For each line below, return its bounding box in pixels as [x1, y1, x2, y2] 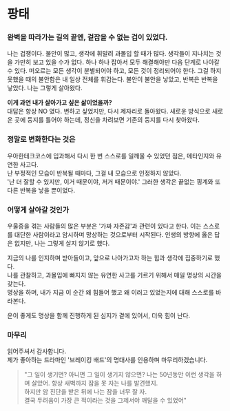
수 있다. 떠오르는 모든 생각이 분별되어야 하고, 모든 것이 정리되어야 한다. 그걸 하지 [7, 67, 222, 75]
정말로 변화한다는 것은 [7, 135, 76, 145]
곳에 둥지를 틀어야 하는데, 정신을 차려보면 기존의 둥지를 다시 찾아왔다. [14, 116, 200, 124]
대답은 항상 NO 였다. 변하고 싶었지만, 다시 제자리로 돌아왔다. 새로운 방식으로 [7, 107, 211, 116]
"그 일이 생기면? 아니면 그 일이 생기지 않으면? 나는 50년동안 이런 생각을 [23, 370, 215, 379]
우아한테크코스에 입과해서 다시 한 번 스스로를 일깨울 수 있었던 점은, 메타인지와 [7, 151, 215, 160]
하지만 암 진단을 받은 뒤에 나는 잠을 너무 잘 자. [23, 388, 147, 396]
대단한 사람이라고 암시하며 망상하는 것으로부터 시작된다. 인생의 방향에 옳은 [14, 231, 213, 239]
